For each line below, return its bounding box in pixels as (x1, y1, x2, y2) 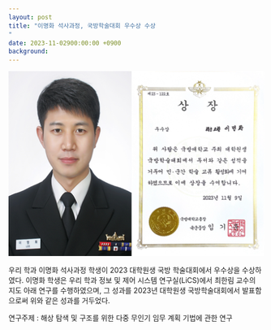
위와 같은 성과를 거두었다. (29, 295, 111, 305)
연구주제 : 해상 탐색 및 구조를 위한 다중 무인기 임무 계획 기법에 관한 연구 (8, 313, 233, 323)
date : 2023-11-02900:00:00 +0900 (8, 39, 122, 47)
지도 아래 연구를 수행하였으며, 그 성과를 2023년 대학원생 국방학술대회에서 (8, 285, 241, 295)
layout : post (8, 13, 53, 21)
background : (8, 47, 49, 56)
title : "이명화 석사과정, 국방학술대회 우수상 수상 (8, 21, 157, 30)
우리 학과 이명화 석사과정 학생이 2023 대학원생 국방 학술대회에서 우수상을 (8, 265, 241, 275)
